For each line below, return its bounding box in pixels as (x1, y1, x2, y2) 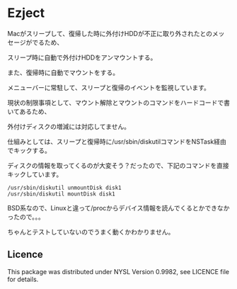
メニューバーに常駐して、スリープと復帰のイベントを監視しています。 (7, 83, 211, 91)
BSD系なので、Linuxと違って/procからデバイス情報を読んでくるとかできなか (7, 203, 230, 212)
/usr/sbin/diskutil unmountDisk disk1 (7, 184, 122, 191)
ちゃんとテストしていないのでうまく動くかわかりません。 (7, 227, 175, 236)
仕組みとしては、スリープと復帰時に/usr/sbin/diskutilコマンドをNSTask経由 (7, 137, 226, 146)
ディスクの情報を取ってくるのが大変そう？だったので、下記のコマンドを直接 (7, 161, 230, 169)
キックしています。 (7, 170, 63, 178)
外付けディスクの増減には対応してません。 (7, 122, 131, 130)
